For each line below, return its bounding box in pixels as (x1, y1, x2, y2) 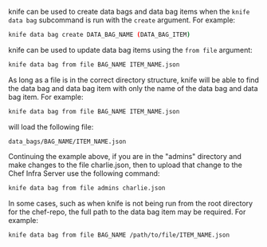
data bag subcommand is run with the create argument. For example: (8, 15, 236, 25)
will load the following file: (8, 122, 94, 131)
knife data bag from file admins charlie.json (8, 184, 166, 192)
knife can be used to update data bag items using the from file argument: (8, 45, 253, 54)
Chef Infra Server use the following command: (8, 168, 160, 178)
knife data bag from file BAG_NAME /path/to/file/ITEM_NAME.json (8, 231, 230, 239)
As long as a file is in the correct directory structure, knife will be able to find (8, 75, 259, 85)
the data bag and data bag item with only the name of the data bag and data (8, 83, 258, 93)
